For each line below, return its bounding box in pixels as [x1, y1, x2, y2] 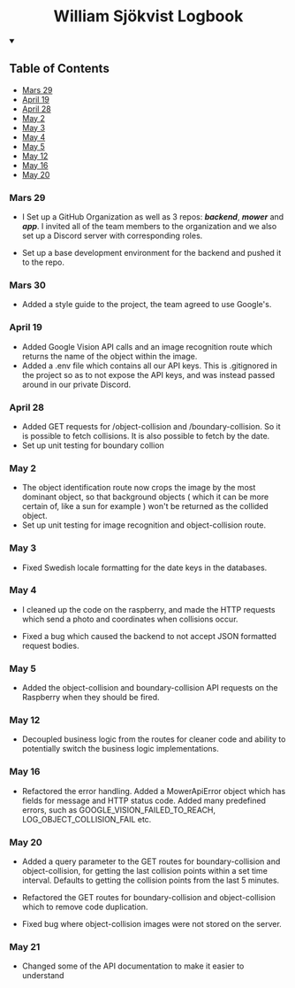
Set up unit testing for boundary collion [21, 440, 165, 451]
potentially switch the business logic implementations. [21, 744, 219, 754]
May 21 [9, 940, 41, 953]
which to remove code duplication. [21, 901, 148, 913]
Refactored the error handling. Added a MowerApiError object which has [21, 785, 286, 796]
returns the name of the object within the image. [21, 351, 198, 361]
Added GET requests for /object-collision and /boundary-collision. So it [21, 421, 281, 431]
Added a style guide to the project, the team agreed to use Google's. [21, 299, 272, 310]
